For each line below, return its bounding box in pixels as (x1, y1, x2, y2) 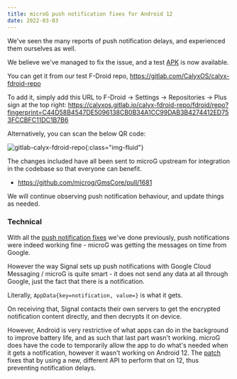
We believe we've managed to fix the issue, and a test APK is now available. (7, 57, 229, 66)
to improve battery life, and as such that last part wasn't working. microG (7, 333, 221, 341)
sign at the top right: (7, 100, 67, 109)
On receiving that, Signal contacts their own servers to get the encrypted (7, 304, 221, 313)
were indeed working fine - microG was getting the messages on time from (7, 241, 227, 249)
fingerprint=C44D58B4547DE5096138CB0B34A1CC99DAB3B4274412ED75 (7, 108, 229, 116)
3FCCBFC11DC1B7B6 (7, 115, 69, 124)
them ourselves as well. (7, 44, 77, 53)
